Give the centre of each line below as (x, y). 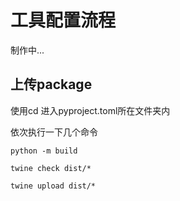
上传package (51, 84)
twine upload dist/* (53, 186)
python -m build (44, 151)
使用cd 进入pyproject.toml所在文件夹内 (90, 110)
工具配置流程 (63, 20)
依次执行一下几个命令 (54, 132)
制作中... (27, 50)
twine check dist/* (51, 168)
